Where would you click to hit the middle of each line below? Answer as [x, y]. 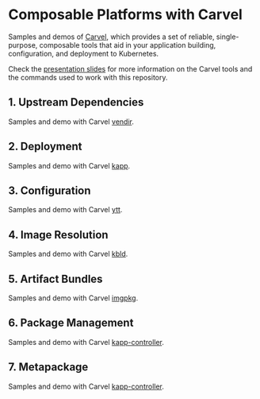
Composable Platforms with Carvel [126, 15]
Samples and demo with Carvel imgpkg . [73, 298]
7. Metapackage [48, 367]
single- [227, 37]
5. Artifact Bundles [55, 279]
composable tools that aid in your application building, [128, 45]
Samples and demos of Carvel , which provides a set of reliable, [111, 37]
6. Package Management [71, 323]
